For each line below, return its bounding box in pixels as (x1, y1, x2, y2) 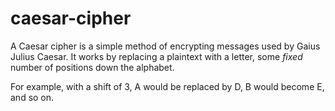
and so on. (10, 91, 55, 103)
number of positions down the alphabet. (10, 61, 175, 73)
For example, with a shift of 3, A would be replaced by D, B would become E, (10, 80, 325, 92)
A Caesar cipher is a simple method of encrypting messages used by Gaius (10, 40, 321, 52)
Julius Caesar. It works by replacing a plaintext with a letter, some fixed (10, 50, 303, 62)
